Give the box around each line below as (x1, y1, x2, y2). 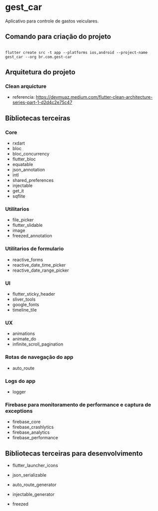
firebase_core (12, 419, 41, 425)
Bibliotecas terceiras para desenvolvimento (5, 449, 143, 458)
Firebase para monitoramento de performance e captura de (5, 401, 152, 408)
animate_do (12, 336, 36, 342)
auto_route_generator (12, 482, 57, 488)
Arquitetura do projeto (5, 68, 76, 76)
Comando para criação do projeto (5, 32, 111, 41)
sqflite (12, 193, 26, 199)
